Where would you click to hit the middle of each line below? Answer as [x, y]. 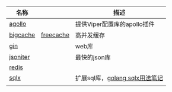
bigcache [22, 35]
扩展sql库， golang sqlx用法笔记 [119, 78]
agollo [18, 24]
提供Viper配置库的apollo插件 [115, 24]
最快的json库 [93, 57]
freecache [55, 35]
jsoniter [20, 57]
